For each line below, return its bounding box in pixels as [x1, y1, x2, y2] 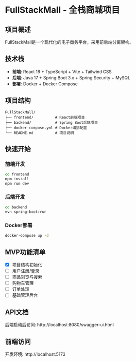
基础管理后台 [12, 292, 38, 298]
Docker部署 [5, 222, 33, 229]
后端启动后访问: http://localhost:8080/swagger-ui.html [5, 322, 114, 328]
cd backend [5, 205, 27, 210]
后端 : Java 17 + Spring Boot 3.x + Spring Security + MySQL [12, 75, 130, 80]
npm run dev [5, 181, 29, 186]
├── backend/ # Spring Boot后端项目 [5, 120, 98, 125]
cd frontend [5, 172, 29, 177]
